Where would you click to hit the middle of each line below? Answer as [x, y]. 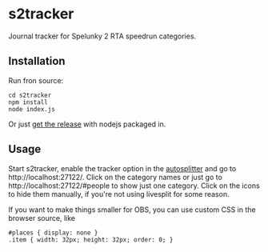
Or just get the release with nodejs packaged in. [87, 124]
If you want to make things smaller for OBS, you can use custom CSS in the [132, 210]
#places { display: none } [53, 233]
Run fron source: [36, 80]
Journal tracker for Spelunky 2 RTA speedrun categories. [102, 36]
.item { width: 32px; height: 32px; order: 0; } [91, 240]
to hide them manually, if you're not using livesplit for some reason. [119, 194]
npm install [28, 102]
